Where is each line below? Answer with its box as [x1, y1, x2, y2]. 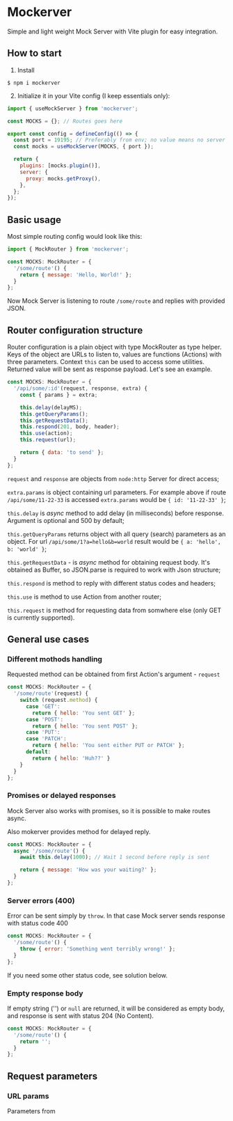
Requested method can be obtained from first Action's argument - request [7, 670, 220, 679]
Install [17, 65, 35, 74]
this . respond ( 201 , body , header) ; [19, 423, 120, 430]
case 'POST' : [25, 716, 64, 723]
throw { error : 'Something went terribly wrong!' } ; [19, 946, 176, 953]
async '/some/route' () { [13, 847, 86, 854]
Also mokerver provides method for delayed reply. [7, 827, 151, 836]
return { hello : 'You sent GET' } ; [32, 710, 136, 716]
